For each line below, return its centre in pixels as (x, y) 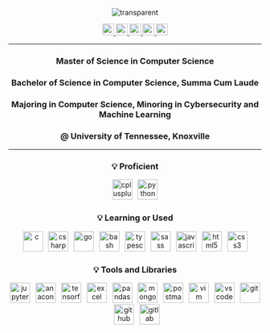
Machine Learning (135, 114)
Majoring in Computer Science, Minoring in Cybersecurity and (135, 104)
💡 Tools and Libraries (135, 269)
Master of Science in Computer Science (135, 60)
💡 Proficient (135, 166)
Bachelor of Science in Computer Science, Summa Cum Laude (135, 82)
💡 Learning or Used (135, 218)
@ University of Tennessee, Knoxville (135, 135)
